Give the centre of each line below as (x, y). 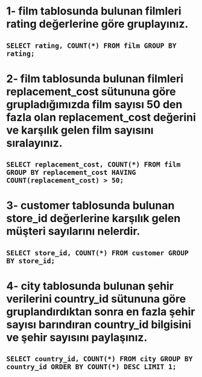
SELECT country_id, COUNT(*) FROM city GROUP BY (99, 359)
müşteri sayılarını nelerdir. (73, 231)
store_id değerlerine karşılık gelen (93, 218)
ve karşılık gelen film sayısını (80, 130)
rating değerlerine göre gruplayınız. (97, 24)
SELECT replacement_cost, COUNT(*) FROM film (93, 165)
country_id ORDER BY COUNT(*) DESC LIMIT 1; (91, 367)
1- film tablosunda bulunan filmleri (94, 11)
